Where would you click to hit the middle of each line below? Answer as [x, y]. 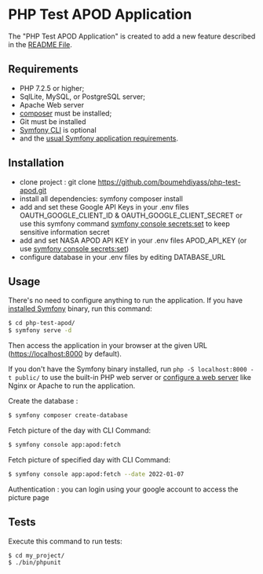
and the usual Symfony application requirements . [99, 138]
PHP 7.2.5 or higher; [52, 88]
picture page [29, 497]
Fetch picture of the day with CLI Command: [80, 430]
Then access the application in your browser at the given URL [108, 345]
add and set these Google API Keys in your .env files [104, 207]
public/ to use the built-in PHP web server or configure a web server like [133, 378]
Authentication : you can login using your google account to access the [123, 489]
